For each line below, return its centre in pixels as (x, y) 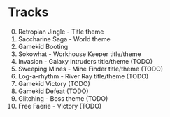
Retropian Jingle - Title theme (61, 32)
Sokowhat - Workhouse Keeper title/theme (79, 54)
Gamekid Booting (43, 46)
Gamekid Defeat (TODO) (54, 91)
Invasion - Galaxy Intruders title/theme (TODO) (85, 61)
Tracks (28, 12)
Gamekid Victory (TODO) (54, 83)
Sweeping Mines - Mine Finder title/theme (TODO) (91, 69)
